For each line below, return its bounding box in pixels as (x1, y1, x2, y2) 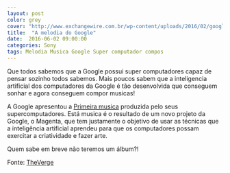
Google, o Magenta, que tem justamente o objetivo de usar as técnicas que (7, 117, 219, 125)
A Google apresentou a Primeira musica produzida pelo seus (7, 102, 179, 111)
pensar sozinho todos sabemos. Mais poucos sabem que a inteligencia (7, 74, 207, 82)
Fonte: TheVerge (7, 158, 54, 166)
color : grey (7, 16, 41, 23)
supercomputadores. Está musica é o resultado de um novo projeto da (7, 109, 206, 117)
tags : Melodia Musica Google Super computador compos (7, 49, 164, 56)
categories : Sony (7, 42, 57, 49)
